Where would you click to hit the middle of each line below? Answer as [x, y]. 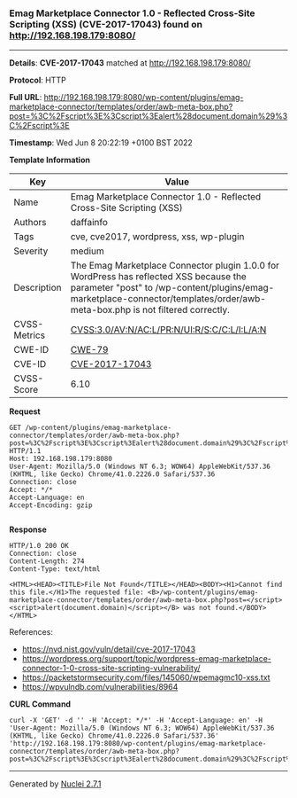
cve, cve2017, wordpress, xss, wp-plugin [157, 237]
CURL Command [40, 704]
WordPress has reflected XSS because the [159, 277]
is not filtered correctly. [181, 310]
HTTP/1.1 [25, 451]
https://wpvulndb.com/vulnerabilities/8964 [100, 687]
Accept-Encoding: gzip [51, 505]
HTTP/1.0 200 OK [39, 546]
